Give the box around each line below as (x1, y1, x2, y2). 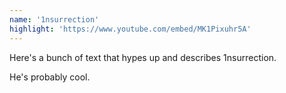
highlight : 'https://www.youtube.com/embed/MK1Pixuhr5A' (9, 24, 252, 34)
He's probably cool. (9, 71, 91, 83)
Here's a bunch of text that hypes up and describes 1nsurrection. (9, 51, 277, 63)
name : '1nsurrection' (9, 14, 100, 25)
